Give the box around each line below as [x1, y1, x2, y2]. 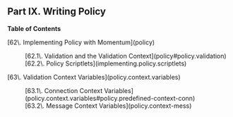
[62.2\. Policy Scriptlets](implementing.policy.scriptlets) [25, 59, 187, 68]
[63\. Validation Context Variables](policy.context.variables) [7, 73, 181, 81]
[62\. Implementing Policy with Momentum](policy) [7, 38, 155, 47]
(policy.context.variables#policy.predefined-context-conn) [25, 94, 196, 102]
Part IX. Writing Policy [7, 6, 106, 18]
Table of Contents [7, 24, 61, 32]
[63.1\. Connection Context [25, 86, 103, 94]
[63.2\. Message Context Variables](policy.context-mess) [25, 101, 192, 110]
